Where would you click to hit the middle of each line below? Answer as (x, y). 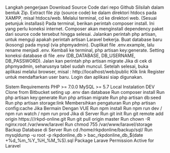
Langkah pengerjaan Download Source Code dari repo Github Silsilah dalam (85, 7)
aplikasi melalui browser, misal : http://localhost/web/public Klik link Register (85, 72)
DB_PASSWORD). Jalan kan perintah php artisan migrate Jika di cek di (79, 61)
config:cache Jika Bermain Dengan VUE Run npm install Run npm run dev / (84, 108)
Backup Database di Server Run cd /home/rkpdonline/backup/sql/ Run (79, 130)
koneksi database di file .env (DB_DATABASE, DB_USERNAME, (70, 56)
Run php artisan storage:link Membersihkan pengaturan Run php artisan (80, 103)
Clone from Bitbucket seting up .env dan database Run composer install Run (85, 92)
